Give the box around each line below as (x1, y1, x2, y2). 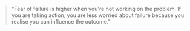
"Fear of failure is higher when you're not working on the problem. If (11, 5, 182, 12)
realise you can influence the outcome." (11, 18, 111, 25)
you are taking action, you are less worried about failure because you (11, 12, 185, 19)
